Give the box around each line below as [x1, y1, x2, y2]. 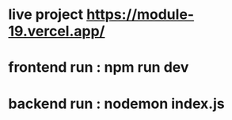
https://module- [86, 6, 195, 24]
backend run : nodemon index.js [8, 95, 225, 112]
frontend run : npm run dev [8, 58, 189, 77]
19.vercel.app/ [8, 22, 105, 40]
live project [8, 6, 84, 24]
